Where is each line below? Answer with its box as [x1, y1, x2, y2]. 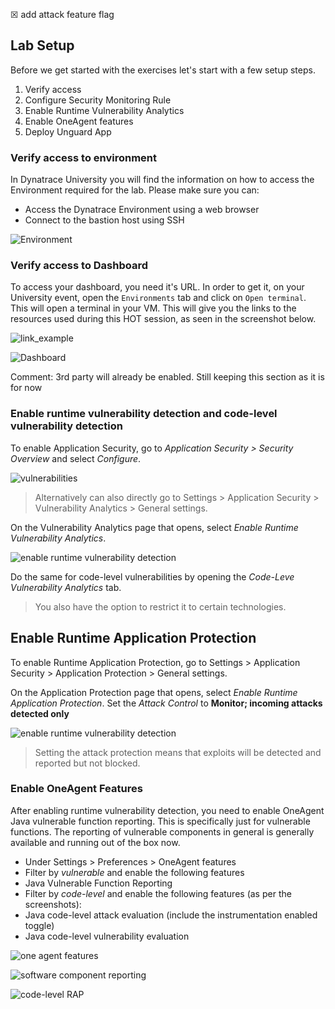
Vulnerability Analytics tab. [10, 581, 122, 593]
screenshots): [24, 898, 82, 910]
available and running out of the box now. [10, 836, 181, 848]
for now [10, 382, 43, 394]
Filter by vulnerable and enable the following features [24, 866, 245, 878]
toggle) [24, 919, 55, 931]
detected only [10, 707, 70, 719]
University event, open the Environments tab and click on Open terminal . [10, 292, 307, 304]
